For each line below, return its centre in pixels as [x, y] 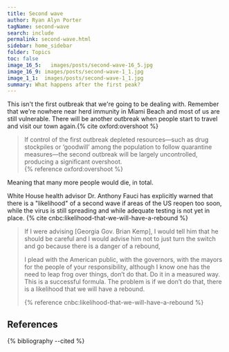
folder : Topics [29, 53]
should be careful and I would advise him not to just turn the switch [120, 239]
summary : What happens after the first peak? [74, 85]
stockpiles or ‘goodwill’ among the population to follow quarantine [118, 147]
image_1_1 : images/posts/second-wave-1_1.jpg [75, 78]
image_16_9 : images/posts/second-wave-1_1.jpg [75, 71]
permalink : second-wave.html [49, 39]
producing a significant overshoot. [73, 162]
